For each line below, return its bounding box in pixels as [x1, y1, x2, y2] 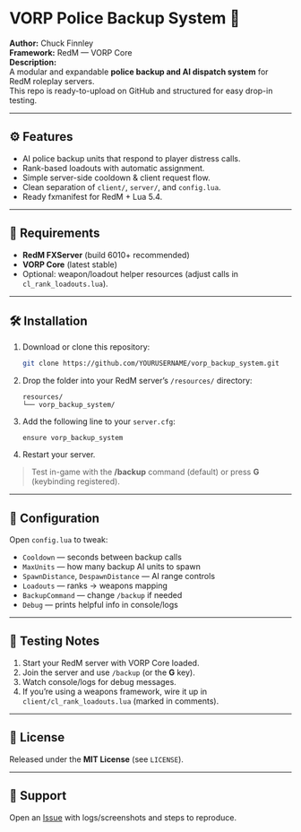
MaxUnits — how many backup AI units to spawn [21, 561, 202, 572]
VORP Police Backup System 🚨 [9, 8, 240, 29]
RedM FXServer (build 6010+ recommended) [21, 249, 190, 260]
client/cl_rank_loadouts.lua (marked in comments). [21, 695, 219, 706]
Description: [9, 56, 56, 67]
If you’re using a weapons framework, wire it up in [21, 686, 208, 697]
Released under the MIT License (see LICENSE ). [9, 753, 184, 765]
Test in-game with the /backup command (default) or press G [30, 466, 260, 478]
